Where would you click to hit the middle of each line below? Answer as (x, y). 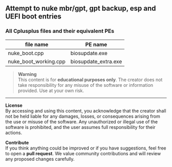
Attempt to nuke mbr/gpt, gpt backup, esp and (81, 8)
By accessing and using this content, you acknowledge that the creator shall (86, 110)
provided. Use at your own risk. (51, 90)
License (14, 105)
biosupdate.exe (89, 53)
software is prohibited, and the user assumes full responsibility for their (80, 127)
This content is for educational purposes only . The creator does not (90, 80)
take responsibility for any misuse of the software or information (85, 85)
